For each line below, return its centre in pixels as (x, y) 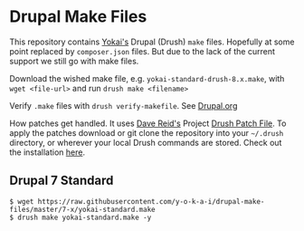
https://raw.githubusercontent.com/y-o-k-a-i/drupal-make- (151, 201)
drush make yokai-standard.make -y (85, 217)
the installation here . (47, 152)
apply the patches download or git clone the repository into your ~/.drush (147, 132)
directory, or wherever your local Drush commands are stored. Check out (146, 142)
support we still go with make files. (74, 61)
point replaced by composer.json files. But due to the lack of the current (142, 51)
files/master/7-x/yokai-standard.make (82, 209)
